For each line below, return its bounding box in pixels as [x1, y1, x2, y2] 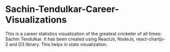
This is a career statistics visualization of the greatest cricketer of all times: [5, 30, 162, 36]
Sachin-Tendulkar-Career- [5, 3, 119, 15]
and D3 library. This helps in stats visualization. [9, 41, 108, 47]
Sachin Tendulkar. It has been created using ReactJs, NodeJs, [5, 36, 135, 42]
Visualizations [5, 14, 67, 25]
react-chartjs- [136, 36, 165, 42]
